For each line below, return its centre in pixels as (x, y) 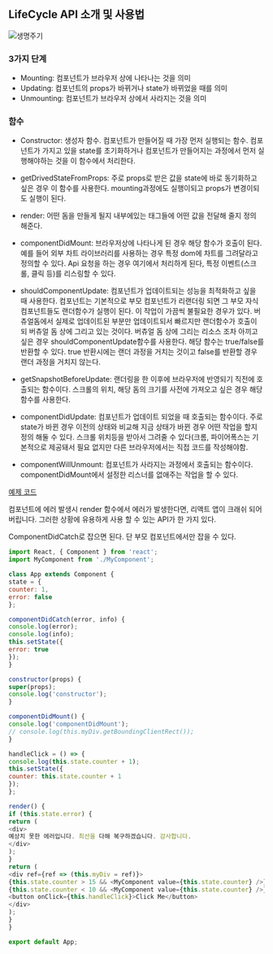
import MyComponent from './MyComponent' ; (81, 560)
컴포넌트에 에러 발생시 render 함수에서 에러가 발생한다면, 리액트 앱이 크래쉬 (128, 510)
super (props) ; (32, 687)
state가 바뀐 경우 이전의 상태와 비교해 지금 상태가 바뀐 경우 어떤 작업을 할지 (139, 427)
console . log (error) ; (43, 627)
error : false (30, 597)
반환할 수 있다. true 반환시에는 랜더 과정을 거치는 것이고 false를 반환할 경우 (139, 352)
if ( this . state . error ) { (50, 814)
